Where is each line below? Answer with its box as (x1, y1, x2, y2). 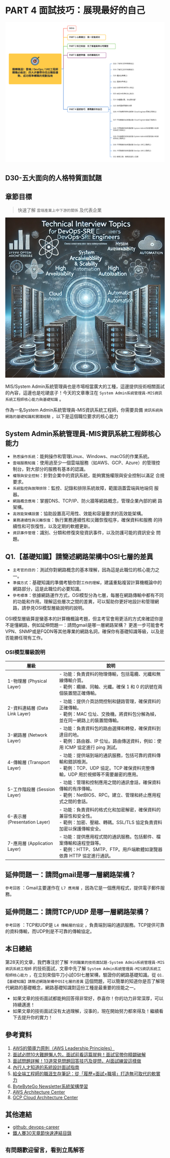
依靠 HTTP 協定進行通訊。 (59, 852, 114, 859)
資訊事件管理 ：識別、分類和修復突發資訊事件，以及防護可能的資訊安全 (12, 530, 155, 536)
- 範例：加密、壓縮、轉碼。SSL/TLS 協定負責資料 (59, 819, 162, 825)
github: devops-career (12, 1124, 60, 1130)
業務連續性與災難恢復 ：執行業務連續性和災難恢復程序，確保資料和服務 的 (12, 517, 158, 523)
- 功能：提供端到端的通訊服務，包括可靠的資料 (59, 752, 157, 758)
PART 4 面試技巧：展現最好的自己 (5, 5, 145, 16)
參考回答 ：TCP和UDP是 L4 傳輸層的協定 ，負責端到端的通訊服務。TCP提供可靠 (5, 922, 165, 928)
